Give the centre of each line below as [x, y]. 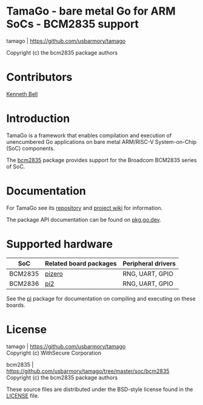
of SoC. [16, 166]
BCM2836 [24, 284]
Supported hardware [60, 244]
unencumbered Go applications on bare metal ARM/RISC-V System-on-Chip [101, 141]
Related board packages [81, 264]
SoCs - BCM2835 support [73, 24]
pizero [54, 273]
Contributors [39, 77]
